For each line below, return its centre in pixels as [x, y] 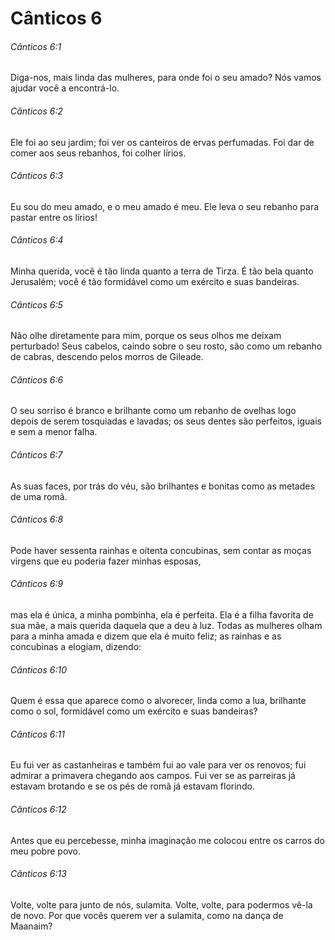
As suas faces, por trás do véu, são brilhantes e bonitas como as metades [162, 486]
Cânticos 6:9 [37, 584]
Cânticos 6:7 [36, 455]
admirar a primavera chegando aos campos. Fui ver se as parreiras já [153, 776]
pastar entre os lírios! [54, 217]
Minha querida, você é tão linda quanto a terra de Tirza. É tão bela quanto [162, 271]
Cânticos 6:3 [37, 176]
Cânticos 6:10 [39, 669]
